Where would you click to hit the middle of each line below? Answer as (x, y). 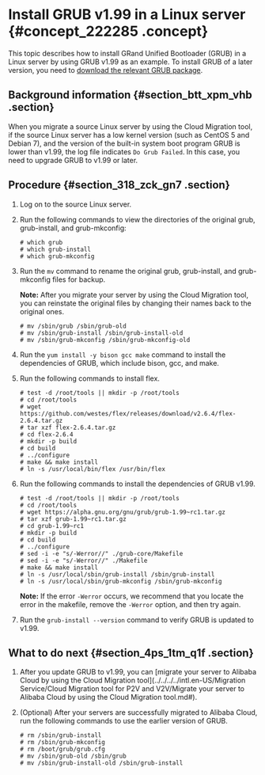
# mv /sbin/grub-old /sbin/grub (73, 756)
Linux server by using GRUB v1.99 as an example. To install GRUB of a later (131, 62)
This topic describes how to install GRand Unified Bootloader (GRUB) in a (127, 53)
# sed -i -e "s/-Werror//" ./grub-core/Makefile (101, 553)
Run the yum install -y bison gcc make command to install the (123, 355)
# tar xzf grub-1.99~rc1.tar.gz (73, 519)
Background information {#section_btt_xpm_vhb (131, 95)
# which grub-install (55, 249)
